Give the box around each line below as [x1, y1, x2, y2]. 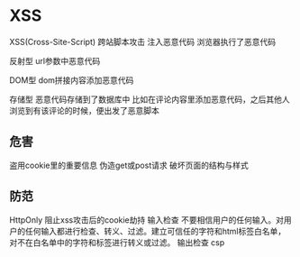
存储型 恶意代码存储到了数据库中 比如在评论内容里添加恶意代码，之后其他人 [9, 94, 290, 105]
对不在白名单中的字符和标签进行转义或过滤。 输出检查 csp [9, 236, 225, 248]
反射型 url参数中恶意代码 [9, 55, 101, 66]
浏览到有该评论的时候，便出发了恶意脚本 [9, 105, 159, 115]
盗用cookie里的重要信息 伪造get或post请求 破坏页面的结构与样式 [9, 160, 250, 170]
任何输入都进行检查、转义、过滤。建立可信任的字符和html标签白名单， [24, 225, 286, 236]
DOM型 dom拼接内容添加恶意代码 [9, 74, 134, 86]
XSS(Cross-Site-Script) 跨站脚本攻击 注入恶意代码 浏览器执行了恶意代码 [9, 36, 277, 47]
